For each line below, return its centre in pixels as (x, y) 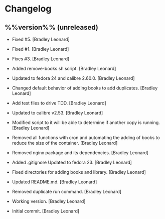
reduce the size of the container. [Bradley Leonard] (65, 143)
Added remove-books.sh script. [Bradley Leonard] (64, 69)
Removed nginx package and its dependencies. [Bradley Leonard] (80, 153)
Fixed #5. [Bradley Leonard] (41, 39)
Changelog (28, 9)
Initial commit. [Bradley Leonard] (46, 211)
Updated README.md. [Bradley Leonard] (54, 182)
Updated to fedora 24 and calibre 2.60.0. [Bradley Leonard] (73, 78)
